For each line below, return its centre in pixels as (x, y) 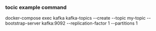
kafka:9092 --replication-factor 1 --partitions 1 (90, 23)
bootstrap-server (23, 23)
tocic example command (36, 7)
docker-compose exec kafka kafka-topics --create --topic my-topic (75, 18)
